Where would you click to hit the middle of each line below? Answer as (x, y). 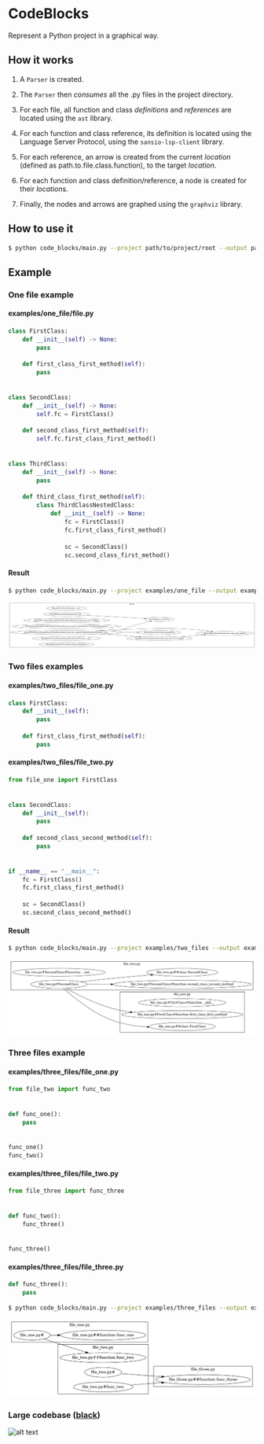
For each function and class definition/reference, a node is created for (133, 180)
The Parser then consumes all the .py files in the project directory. (126, 94)
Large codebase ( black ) (54, 1415)
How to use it (41, 229)
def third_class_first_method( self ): (84, 497)
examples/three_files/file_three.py (66, 1266)
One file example (41, 294)
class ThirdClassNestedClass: (86, 505)
